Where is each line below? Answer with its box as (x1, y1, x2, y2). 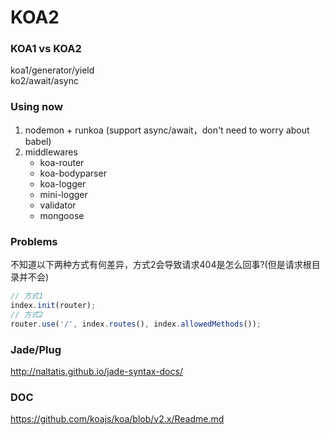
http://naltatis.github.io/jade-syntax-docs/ (10, 365, 183, 377)
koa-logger (39, 177, 87, 190)
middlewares (24, 146, 78, 158)
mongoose (39, 209, 85, 221)
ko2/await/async (10, 75, 79, 87)
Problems (10, 234, 58, 248)
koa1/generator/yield (10, 64, 95, 76)
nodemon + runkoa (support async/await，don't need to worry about (24, 124, 310, 136)
